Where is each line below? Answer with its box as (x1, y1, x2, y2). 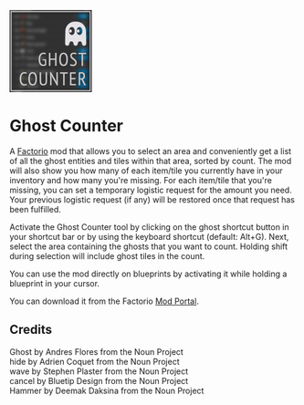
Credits (9, 322, 53, 337)
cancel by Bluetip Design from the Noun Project (9, 375, 189, 386)
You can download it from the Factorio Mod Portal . (9, 296, 199, 306)
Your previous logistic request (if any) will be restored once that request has (9, 193, 295, 205)
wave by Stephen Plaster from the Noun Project (9, 366, 189, 377)
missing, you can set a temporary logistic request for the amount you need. (9, 184, 292, 195)
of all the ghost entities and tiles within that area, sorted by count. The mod (9, 155, 292, 166)
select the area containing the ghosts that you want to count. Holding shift (9, 241, 288, 252)
